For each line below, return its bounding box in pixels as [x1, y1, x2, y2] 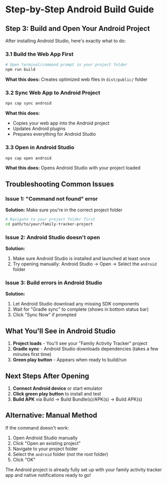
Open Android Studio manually [12, 435, 78, 441]
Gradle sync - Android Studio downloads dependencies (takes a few [12, 346, 158, 352]
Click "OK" [12, 456, 36, 462]
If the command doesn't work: [5, 424, 69, 431]
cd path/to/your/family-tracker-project [5, 221, 94, 227]
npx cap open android [5, 155, 52, 160]
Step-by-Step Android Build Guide [5, 4, 154, 15]
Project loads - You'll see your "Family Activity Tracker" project [12, 341, 147, 347]
